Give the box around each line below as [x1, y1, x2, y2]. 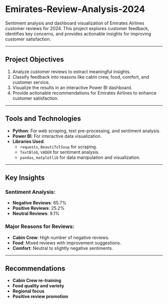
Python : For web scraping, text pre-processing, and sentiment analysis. [12, 128, 161, 134]
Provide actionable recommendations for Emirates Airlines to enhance [12, 90, 156, 96]
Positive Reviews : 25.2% [12, 205, 65, 211]
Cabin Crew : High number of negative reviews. [12, 234, 110, 240]
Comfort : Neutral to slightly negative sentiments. [12, 245, 113, 251]
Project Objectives [5, 55, 64, 64]
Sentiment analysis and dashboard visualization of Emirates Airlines [5, 20, 144, 26]
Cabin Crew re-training [12, 277, 61, 283]
